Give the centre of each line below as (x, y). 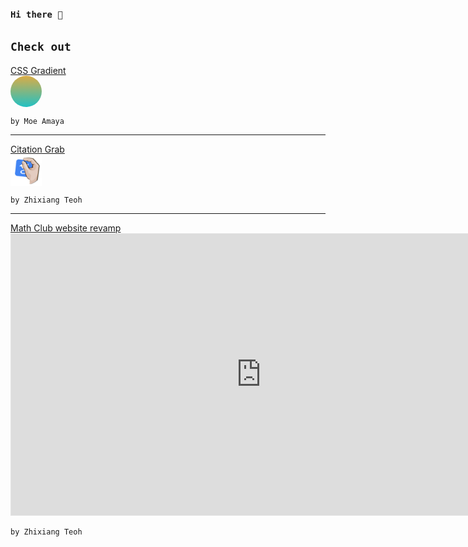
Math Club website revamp (66, 228)
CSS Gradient (38, 70)
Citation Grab (37, 149)
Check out (41, 47)
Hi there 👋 (36, 14)
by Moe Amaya (37, 121)
